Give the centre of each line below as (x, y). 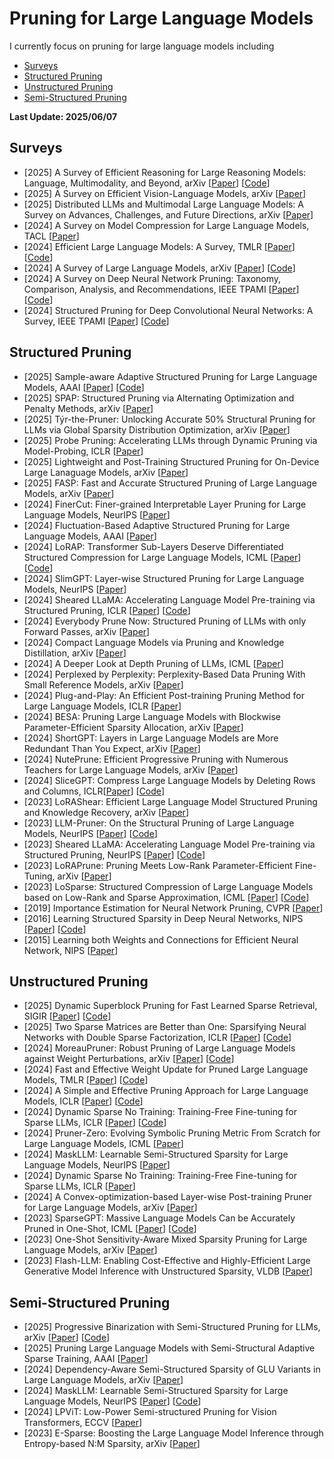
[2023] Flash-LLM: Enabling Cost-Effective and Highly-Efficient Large (167, 1261)
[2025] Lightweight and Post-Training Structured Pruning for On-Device (171, 461)
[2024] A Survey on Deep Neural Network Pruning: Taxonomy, (152, 278)
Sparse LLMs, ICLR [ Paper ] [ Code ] (95, 1123)
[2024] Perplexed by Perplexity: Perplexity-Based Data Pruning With (164, 674)
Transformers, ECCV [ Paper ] (83, 1423)
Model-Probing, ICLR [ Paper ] (83, 451)
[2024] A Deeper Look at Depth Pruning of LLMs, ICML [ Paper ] (153, 663)
